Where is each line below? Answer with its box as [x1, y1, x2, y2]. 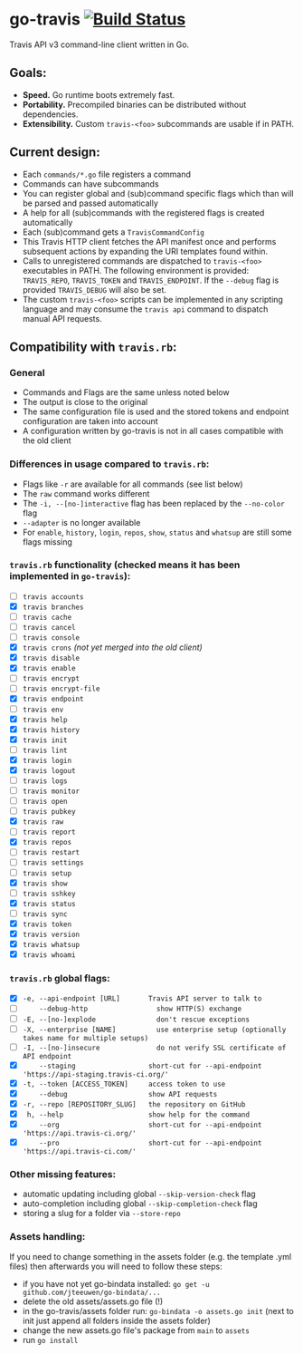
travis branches [22, 603, 84, 612]
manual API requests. [22, 313, 102, 324]
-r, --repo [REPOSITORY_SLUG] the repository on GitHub [22, 1099, 246, 1109]
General [9, 366, 45, 379]
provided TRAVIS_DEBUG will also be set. [22, 284, 167, 295]
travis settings [22, 858, 84, 867]
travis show [22, 879, 68, 888]
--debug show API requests [39, 1089, 218, 1098]
